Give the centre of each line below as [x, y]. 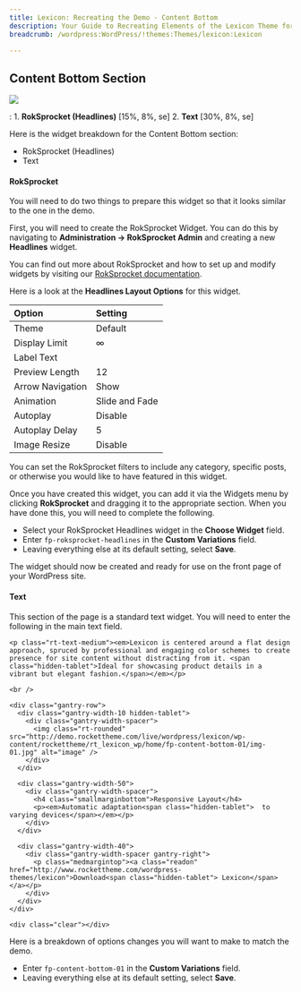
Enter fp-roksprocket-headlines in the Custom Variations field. [139, 540]
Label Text [36, 357]
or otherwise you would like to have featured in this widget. [118, 476]
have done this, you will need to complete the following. [112, 513]
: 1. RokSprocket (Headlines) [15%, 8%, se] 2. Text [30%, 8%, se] [132, 116]
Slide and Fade [127, 401]
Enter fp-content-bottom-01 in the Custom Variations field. [131, 968]
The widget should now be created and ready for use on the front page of [146, 567]
